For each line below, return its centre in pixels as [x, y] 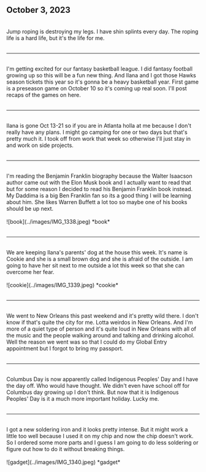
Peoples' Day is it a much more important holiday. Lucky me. [83, 398]
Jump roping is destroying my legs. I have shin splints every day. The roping [102, 31]
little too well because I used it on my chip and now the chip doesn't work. [100, 436]
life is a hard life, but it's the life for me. [55, 38]
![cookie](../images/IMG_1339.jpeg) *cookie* [62, 285]
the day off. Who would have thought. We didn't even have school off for [98, 385]
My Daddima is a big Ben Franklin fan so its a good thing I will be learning [99, 195]
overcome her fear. [30, 272]
